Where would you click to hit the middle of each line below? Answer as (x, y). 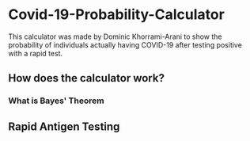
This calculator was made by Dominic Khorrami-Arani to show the (116, 36)
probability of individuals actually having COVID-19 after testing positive (125, 44)
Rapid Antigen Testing (64, 126)
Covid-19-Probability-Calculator (117, 15)
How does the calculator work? (86, 78)
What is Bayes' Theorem (56, 101)
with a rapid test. (36, 53)
